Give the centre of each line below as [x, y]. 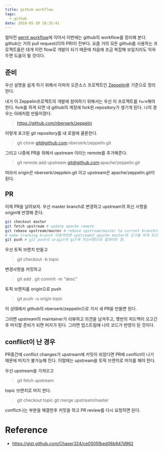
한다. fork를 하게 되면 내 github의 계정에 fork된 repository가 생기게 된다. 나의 [78, 108]
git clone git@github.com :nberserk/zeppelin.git [64, 143]
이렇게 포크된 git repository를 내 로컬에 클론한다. [51, 133]
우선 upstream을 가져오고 [30, 371]
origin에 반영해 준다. [24, 212]
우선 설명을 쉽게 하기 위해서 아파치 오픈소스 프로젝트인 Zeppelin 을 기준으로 [76, 85]
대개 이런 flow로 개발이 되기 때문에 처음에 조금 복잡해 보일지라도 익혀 [91, 49]
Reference [26, 430]
